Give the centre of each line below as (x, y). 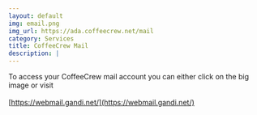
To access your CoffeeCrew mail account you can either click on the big (129, 77)
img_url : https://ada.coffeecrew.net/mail (81, 31)
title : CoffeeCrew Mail (49, 46)
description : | (34, 53)
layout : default (36, 16)
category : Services (41, 38)
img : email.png (34, 23)
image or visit (31, 85)
